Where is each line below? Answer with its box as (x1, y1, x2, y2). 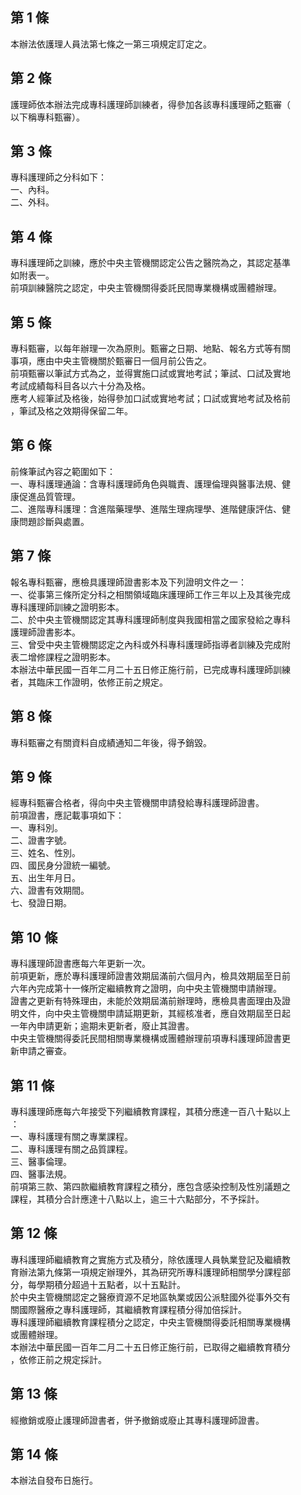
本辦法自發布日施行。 (10, 1474, 98, 1487)
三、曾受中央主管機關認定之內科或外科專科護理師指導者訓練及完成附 (10, 638, 291, 650)
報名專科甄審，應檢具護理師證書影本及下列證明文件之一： (10, 576, 247, 588)
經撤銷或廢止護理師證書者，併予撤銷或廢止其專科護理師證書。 (10, 1414, 265, 1426)
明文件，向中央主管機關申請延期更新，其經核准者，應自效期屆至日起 (10, 1008, 291, 1020)
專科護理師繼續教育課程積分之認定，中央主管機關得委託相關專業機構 (10, 1316, 291, 1328)
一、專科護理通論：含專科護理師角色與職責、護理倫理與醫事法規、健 (10, 478, 291, 490)
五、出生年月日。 (10, 872, 81, 884)
